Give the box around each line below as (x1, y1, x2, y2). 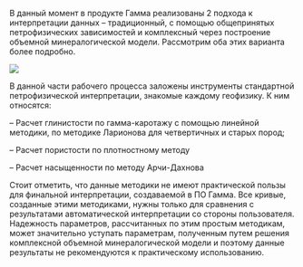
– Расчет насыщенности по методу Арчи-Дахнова (9, 162, 204, 173)
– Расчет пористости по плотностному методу (9, 145, 191, 155)
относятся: (9, 100, 52, 110)
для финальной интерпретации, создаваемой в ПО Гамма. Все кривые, (9, 189, 287, 200)
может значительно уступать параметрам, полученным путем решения (9, 228, 290, 238)
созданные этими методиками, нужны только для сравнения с (9, 199, 254, 209)
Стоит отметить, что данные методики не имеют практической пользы (9, 180, 286, 190)
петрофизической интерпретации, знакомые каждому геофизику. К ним (9, 91, 290, 100)
